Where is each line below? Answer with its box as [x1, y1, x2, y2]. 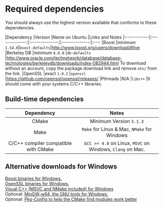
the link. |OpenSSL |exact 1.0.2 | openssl [5, 70, 86, 76]
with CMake [26, 145, 54, 152]
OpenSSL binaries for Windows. [5, 181, 69, 186]
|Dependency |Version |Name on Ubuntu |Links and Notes [5, 34, 122, 40]
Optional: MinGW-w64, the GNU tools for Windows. [5, 191, 108, 197]
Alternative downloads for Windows [5, 163, 117, 171]
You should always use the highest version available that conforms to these [5, 20, 157, 25]
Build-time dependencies [5, 95, 84, 103]
